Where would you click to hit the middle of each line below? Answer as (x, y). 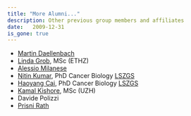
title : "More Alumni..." (44, 14)
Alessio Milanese (42, 68)
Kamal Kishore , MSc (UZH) (57, 91)
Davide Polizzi (38, 98)
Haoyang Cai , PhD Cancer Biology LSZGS (78, 83)
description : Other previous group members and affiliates (96, 20)
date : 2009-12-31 (36, 27)
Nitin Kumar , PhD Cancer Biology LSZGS (76, 76)
